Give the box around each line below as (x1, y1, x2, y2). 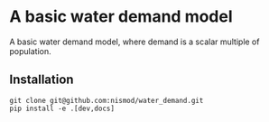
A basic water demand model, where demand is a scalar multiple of (9, 36, 260, 47)
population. (9, 45, 51, 56)
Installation (9, 72, 74, 88)
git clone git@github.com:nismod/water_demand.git (9, 96, 204, 105)
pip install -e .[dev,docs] (9, 104, 116, 113)
